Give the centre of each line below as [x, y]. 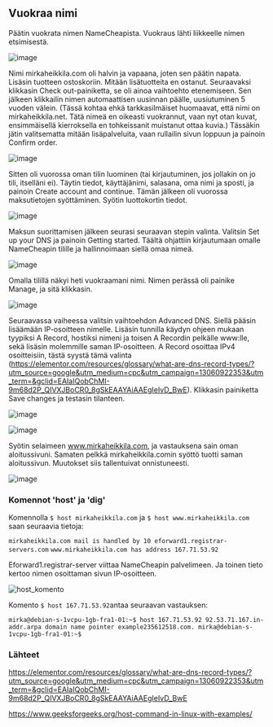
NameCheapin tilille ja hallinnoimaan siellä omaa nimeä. [101, 248]
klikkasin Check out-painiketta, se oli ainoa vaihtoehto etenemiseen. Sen [130, 90]
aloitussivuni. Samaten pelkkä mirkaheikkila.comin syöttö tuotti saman [125, 454]
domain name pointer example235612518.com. [120, 627]
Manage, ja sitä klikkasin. [51, 289]
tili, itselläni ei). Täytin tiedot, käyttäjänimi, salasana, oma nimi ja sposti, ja [131, 182]
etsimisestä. [29, 42]
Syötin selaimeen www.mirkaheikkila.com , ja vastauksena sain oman [123, 445]
